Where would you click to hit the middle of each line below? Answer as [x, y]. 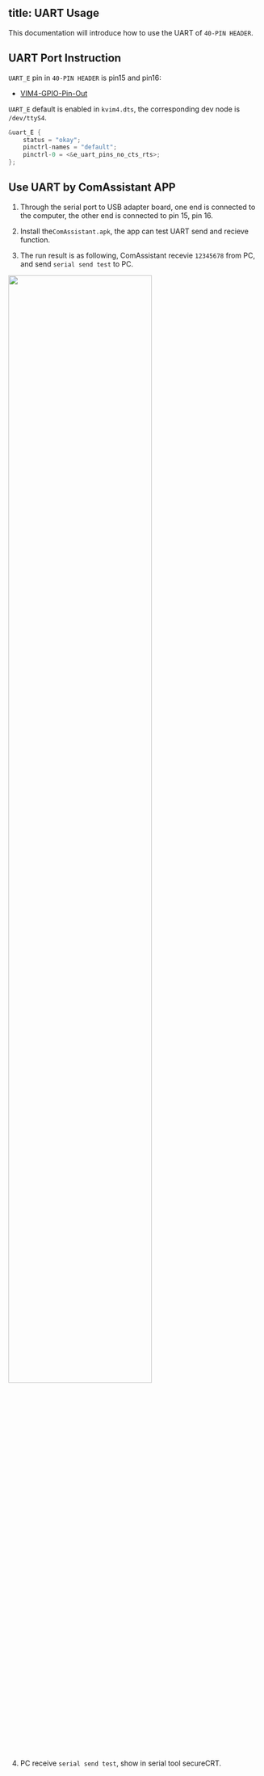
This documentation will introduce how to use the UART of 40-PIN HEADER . [131, 32]
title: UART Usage [54, 13]
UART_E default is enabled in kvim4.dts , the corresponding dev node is [124, 109]
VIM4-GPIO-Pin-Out [54, 93]
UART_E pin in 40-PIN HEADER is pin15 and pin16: [85, 78]
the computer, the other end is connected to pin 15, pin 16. [117, 215]
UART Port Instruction [65, 59]
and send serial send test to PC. [77, 264]
